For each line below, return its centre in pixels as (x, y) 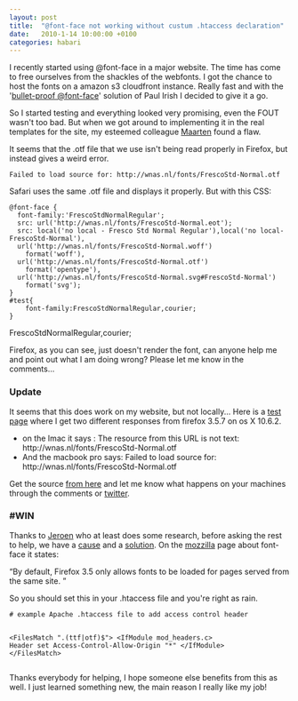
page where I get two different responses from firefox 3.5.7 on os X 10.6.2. (145, 421)
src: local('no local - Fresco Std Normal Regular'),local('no (137, 231)
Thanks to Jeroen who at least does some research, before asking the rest (146, 535)
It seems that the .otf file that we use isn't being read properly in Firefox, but (149, 149)
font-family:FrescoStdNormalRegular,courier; (111, 309)
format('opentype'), (63, 270)
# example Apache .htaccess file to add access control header (129, 614)
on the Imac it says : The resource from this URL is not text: (131, 438)
